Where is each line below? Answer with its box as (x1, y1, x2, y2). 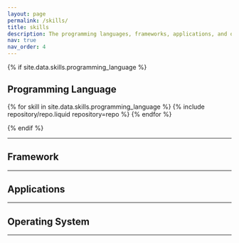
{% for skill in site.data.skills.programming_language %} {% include (7, 102, 205, 111)
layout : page (7, 10, 46, 18)
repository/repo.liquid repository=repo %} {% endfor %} (7, 109, 172, 118)
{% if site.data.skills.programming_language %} (7, 63, 147, 71)
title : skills (7, 23, 50, 31)
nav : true (7, 37, 37, 44)
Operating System (7, 215, 90, 227)
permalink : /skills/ (7, 17, 69, 24)
